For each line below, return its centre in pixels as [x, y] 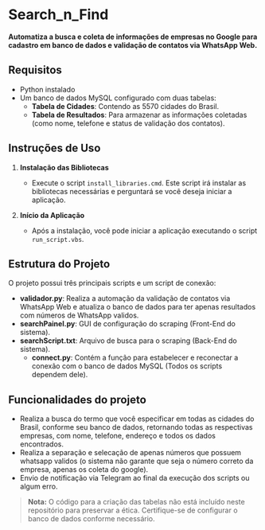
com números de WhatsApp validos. [79, 315]
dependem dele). [60, 375]
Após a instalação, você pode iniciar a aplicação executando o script [144, 230]
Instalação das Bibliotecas [64, 167]
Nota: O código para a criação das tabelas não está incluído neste [136, 502]
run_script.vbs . [58, 239]
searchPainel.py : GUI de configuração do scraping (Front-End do [128, 324]
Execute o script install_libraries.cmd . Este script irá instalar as [139, 183]
